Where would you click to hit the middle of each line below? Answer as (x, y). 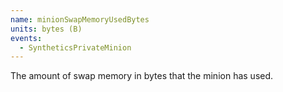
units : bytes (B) (46, 29)
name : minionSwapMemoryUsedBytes (80, 19)
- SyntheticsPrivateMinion (75, 47)
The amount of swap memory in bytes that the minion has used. (142, 76)
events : (26, 38)
